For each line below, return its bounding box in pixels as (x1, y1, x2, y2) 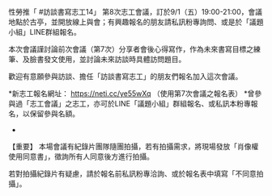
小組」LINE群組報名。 (8, 27, 81, 36)
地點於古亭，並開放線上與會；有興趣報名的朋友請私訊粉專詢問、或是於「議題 (8, 17, 264, 27)
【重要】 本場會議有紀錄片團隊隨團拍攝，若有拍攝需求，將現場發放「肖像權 (8, 142, 259, 151)
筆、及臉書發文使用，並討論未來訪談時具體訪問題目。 (8, 55, 186, 64)
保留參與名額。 (29, 109, 79, 119)
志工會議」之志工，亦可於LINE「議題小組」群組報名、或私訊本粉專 (29, 99, 251, 108)
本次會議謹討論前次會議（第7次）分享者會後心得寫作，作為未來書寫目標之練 (8, 44, 261, 54)
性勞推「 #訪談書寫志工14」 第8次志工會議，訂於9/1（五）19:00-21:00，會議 (8, 7, 263, 16)
